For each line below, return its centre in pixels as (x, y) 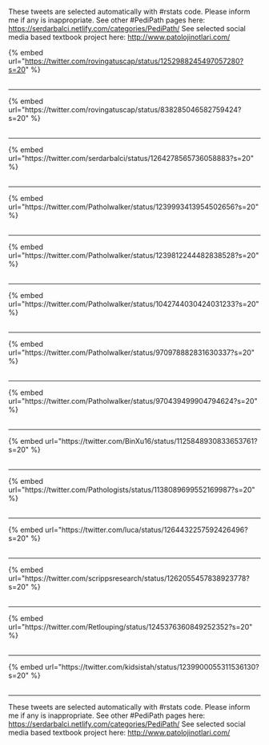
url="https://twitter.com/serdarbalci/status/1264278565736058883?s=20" (131, 158)
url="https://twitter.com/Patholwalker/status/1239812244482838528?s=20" (134, 255)
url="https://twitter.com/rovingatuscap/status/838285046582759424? (125, 110)
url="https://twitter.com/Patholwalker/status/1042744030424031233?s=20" (134, 304)
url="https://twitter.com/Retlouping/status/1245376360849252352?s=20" (130, 627)
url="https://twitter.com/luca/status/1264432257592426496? (147, 530)
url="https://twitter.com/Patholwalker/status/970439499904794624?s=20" (133, 401)
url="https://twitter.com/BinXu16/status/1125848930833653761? (151, 441)
